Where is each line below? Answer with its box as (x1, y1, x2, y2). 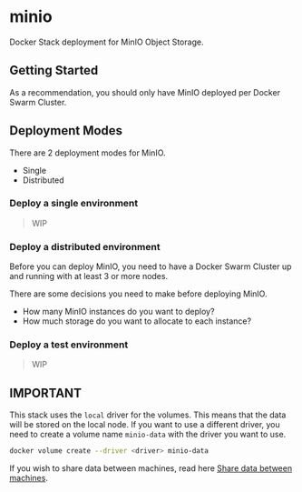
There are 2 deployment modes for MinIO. (9, 147, 166, 158)
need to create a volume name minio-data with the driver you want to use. (9, 429, 287, 440)
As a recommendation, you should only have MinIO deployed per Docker (9, 86, 281, 97)
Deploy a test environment (9, 338, 129, 351)
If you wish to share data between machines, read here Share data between (9, 463, 293, 474)
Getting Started (9, 63, 99, 78)
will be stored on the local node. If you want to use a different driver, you (9, 419, 281, 430)
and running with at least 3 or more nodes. (9, 271, 169, 282)
